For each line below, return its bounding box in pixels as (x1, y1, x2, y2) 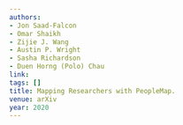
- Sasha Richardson (9, 54, 81, 62)
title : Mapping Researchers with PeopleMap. (9, 86, 176, 95)
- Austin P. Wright (9, 46, 81, 55)
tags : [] (9, 78, 42, 87)
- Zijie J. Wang (9, 37, 69, 47)
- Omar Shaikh (9, 29, 62, 38)
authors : (9, 12, 42, 22)
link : (9, 70, 29, 79)
